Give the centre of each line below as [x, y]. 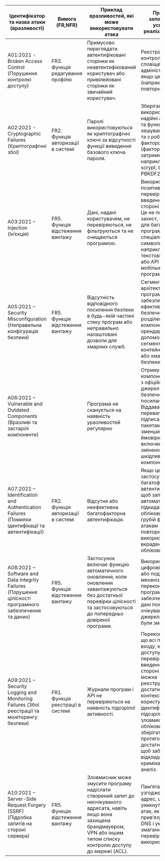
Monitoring [20, 699]
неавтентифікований [112, 67]
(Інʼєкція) [18, 234]
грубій [148, 520]
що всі [148, 640]
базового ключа [106, 152]
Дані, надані [102, 212]
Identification [23, 495]
